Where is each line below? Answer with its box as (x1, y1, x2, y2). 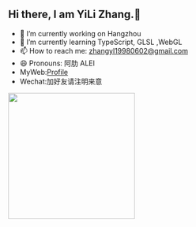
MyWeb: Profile (19, 67, 69, 76)
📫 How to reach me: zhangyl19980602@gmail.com (19, 46, 188, 55)
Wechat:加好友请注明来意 (19, 76, 103, 86)
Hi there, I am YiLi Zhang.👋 (8, 8, 141, 21)
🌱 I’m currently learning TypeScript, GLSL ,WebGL (19, 37, 183, 47)
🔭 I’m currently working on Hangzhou (19, 28, 141, 38)
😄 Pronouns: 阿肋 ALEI (19, 58, 95, 68)
